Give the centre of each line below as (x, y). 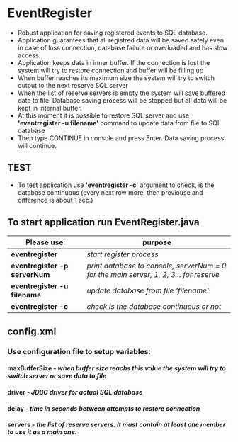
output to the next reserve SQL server (73, 85)
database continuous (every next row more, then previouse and (110, 192)
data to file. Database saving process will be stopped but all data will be (122, 100)
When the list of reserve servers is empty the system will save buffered (121, 93)
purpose (157, 242)
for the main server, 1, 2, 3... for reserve (153, 274)
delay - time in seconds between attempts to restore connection (104, 408)
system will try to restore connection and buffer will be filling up (110, 70)
